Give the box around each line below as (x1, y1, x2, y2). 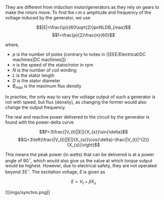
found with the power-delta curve (5, 119, 74, 125)
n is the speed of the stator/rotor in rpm (12, 62, 93, 67)
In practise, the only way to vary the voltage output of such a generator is (5, 94, 156, 100)
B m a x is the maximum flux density (12, 83, 82, 90)
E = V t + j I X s (71, 179, 96, 186)
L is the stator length (12, 72, 55, 78)
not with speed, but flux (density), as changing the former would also (5, 99, 147, 105)
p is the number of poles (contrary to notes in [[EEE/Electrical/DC (12, 52, 146, 57)
